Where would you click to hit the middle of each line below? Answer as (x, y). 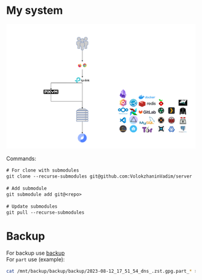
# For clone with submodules (43, 170)
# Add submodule (26, 188)
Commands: (21, 159)
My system (35, 11)
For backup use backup (35, 253)
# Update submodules (32, 207)
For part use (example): (35, 260)
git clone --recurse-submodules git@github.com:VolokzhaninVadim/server (99, 176)
